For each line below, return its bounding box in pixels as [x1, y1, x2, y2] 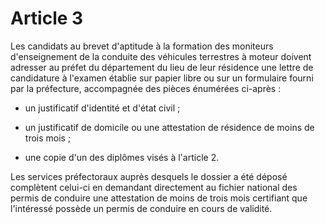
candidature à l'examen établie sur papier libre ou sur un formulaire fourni [10, 72, 314, 84]
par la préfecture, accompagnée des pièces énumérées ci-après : [10, 82, 282, 94]
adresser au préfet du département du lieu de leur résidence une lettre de [10, 61, 314, 73]
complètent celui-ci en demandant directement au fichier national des [10, 181, 298, 193]
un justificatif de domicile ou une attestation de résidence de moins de [24, 121, 315, 133]
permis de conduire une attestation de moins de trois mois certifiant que [10, 192, 308, 204]
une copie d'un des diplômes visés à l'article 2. [24, 151, 220, 163]
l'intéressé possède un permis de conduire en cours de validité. [10, 202, 273, 214]
